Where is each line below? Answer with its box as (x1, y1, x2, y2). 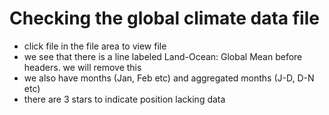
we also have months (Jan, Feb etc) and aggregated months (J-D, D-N (23, 72, 315, 84)
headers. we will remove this (23, 61, 142, 73)
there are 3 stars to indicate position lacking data (23, 93, 226, 105)
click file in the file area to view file (23, 40, 167, 52)
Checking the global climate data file (9, 7, 320, 30)
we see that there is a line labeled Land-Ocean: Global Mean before (23, 50, 303, 62)
